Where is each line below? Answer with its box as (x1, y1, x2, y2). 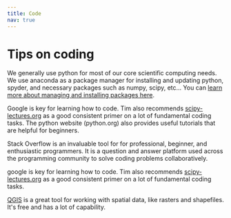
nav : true (7, 17, 36, 23)
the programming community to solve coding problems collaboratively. (7, 155, 208, 163)
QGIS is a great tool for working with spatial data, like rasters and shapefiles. (7, 196, 224, 204)
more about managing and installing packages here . (7, 91, 155, 99)
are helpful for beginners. (7, 126, 79, 135)
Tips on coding (7, 46, 94, 62)
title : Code (7, 10, 41, 17)
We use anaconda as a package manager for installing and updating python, (7, 77, 224, 85)
